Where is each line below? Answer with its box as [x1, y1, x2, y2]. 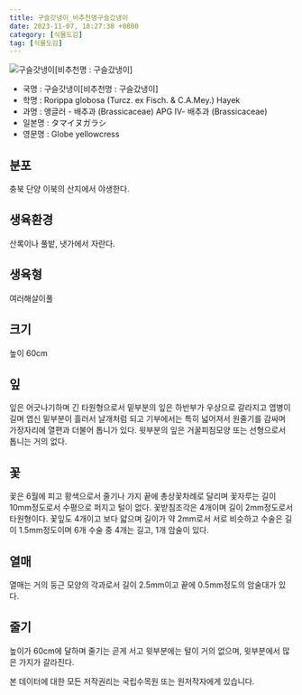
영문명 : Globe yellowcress [22, 128, 120, 140]
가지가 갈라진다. [18, 656, 75, 667]
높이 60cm [9, 347, 48, 358]
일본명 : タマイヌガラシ [22, 117, 107, 128]
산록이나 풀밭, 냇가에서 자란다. [9, 238, 115, 249]
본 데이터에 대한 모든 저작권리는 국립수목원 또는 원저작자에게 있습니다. [9, 675, 255, 687]
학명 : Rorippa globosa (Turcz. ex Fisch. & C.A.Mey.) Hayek [22, 95, 241, 106]
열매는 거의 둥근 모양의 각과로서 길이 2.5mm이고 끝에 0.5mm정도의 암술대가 [9, 579, 277, 590]
